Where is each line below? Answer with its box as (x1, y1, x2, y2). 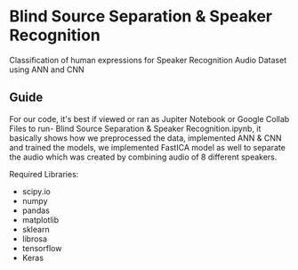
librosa (21, 233, 47, 244)
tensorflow (21, 242, 62, 253)
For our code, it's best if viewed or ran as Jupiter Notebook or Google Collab (9, 113, 290, 124)
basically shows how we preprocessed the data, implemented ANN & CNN (9, 132, 282, 143)
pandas (21, 205, 51, 216)
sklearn (21, 224, 51, 234)
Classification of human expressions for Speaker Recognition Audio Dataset (9, 54, 287, 65)
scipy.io (21, 185, 51, 197)
